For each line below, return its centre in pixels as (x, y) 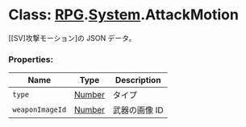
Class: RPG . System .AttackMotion (124, 15)
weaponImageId (40, 110)
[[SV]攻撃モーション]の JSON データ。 (72, 38)
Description (138, 80)
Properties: (31, 59)
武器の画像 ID (138, 110)
